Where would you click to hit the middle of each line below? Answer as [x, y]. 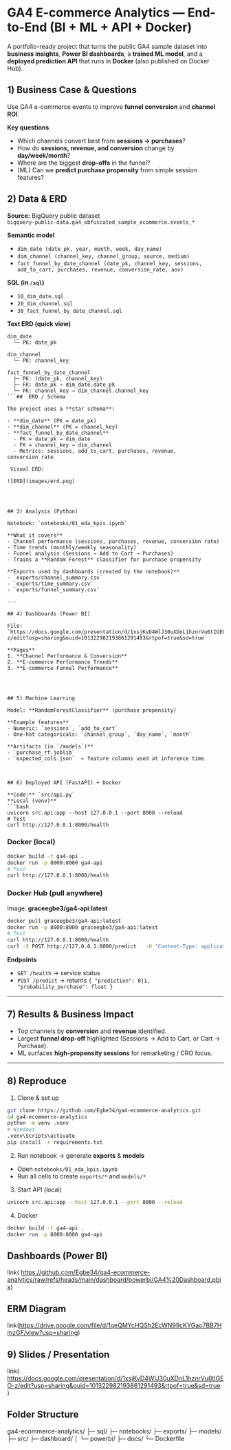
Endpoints [22, 960]
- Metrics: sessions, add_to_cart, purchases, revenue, [95, 451]
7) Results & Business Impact [70, 1014]
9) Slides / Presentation [58, 1355]
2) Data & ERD [37, 199]
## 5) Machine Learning [41, 698]
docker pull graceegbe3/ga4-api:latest [64, 921]
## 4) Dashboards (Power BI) [49, 614]
